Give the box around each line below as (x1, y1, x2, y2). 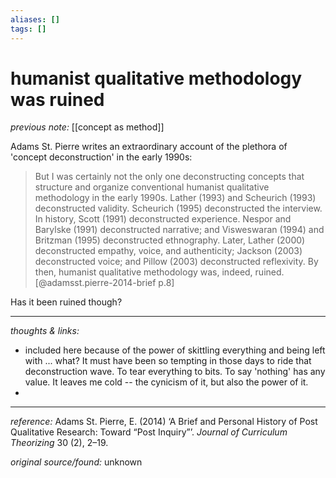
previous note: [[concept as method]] (10, 121, 165, 133)
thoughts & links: (10, 325, 80, 337)
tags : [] (10, 24, 47, 34)
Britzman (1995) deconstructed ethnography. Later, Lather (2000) (34, 234, 306, 246)
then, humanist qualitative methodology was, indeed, (34, 266, 253, 278)
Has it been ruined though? (10, 296, 123, 308)
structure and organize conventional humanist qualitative (34, 181, 270, 193)
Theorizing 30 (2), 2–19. (10, 437, 109, 449)
